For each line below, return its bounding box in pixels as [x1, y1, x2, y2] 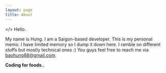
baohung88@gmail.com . [5, 52, 57, 58]
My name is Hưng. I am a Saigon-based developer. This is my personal [5, 36, 153, 42]
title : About [5, 12, 33, 17]
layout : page [5, 7, 33, 13]
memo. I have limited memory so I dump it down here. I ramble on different [5, 41, 161, 47]
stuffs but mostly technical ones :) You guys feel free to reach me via [5, 47, 149, 53]
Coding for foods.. [5, 62, 45, 68]
